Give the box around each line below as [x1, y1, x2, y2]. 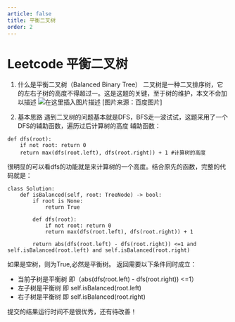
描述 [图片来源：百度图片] [23, 98, 163, 106]
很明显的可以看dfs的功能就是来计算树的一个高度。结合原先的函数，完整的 [7, 162, 220, 171]
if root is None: [32, 198, 83, 205]
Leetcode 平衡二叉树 [7, 56, 128, 72]
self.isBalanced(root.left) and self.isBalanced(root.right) [7, 247, 191, 254]
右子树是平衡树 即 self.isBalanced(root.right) [17, 292, 146, 301]
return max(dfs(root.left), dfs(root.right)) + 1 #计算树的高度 [20, 149, 206, 157]
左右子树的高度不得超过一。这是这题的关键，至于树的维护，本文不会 [23, 89, 222, 98]
